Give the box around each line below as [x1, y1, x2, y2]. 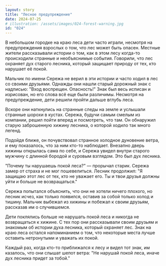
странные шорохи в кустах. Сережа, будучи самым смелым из [5, 112, 141, 118]
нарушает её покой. [5, 66, 48, 72]
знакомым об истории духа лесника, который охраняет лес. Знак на [5, 225, 151, 231]
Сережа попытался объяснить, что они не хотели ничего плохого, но [5, 188, 153, 194]
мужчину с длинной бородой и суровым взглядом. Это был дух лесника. [5, 153, 161, 159]
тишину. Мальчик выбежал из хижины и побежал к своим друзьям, [5, 199, 150, 205]
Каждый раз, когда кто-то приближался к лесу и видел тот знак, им [5, 245, 151, 251]
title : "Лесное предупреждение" [5, 12, 72, 17]
